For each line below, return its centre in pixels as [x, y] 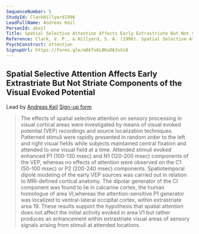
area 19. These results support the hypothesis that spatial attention [102, 206]
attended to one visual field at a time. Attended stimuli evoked [96, 149]
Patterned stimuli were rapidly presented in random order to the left [103, 137]
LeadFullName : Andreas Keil [41, 22]
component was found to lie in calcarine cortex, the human [92, 187]
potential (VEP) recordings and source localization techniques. [97, 131]
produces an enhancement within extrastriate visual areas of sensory [105, 219]
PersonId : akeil [26, 28]
